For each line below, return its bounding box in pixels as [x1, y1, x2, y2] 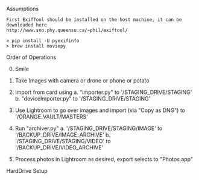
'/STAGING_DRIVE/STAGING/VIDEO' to [14, 138, 111, 144]
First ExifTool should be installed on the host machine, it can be [6, 17, 182, 23]
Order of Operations [6, 54, 56, 61]
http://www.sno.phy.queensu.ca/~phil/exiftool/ [6, 27, 128, 33]
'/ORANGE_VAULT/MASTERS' [14, 113, 89, 120]
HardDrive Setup [6, 167, 48, 174]
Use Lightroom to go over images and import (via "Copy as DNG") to [14, 107, 186, 114]
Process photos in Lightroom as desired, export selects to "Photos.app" [14, 156, 194, 163]
